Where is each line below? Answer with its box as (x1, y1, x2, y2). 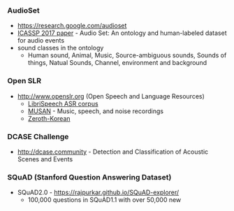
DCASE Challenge (7, 131, 69, 141)
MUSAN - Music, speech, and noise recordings (27, 107, 164, 115)
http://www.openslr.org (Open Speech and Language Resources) (17, 92, 205, 100)
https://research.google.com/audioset (17, 22, 127, 30)
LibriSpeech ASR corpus (27, 99, 99, 108)
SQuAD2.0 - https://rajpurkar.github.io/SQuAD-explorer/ (17, 188, 180, 197)
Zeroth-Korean (27, 114, 71, 122)
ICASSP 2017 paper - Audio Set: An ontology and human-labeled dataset (17, 29, 227, 37)
